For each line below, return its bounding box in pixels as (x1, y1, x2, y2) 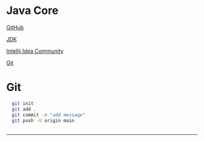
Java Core (6, 4, 59, 18)
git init (12, 100, 34, 106)
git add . (12, 106, 36, 112)
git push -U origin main (12, 117, 75, 123)
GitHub (6, 24, 24, 31)
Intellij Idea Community (6, 47, 64, 55)
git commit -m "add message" (12, 112, 86, 118)
